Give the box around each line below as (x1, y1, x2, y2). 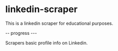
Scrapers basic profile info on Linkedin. (5, 39, 88, 46)
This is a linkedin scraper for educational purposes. (5, 20, 113, 26)
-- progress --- (5, 30, 37, 36)
